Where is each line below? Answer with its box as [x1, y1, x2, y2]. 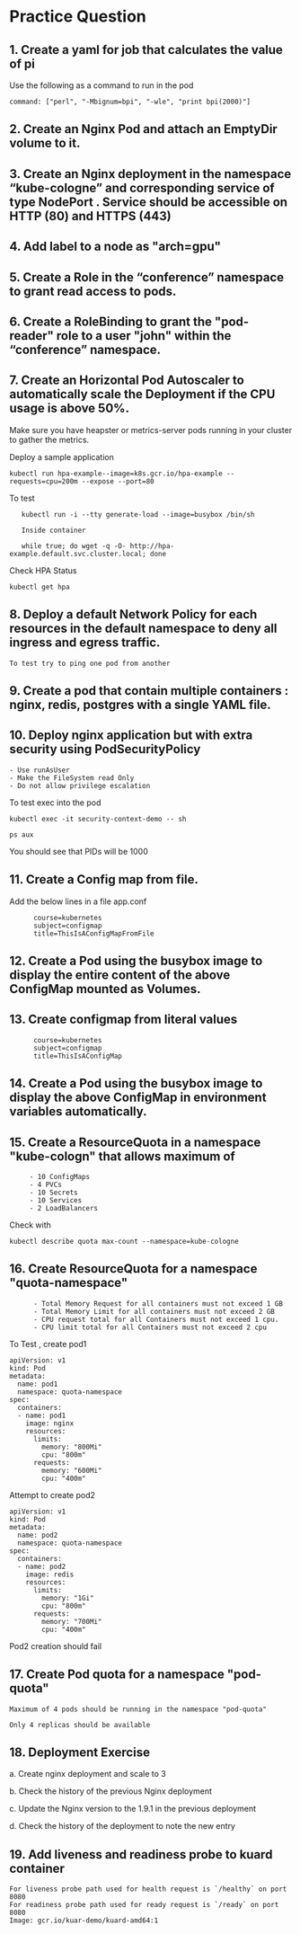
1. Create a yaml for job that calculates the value [9, 42, 283, 58]
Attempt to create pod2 [9, 1489, 96, 1500]
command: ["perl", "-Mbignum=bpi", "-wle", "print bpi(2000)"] [9, 97, 251, 106]
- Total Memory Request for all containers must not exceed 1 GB [32, 1299, 283, 1309]
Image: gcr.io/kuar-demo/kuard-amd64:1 [9, 1916, 159, 1925]
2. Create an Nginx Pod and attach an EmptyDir [9, 121, 278, 137]
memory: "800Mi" [41, 1442, 102, 1451]
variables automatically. [9, 1104, 147, 1120]
